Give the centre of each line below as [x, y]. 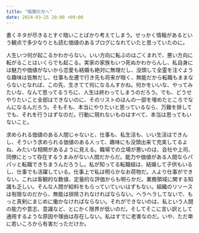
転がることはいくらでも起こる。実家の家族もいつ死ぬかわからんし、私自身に [100, 62]
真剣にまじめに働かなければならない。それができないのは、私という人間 [105, 201]
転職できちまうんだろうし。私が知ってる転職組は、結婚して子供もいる [107, 164]
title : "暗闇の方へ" [29, 12]
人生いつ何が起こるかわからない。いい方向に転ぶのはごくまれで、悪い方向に [100, 55]
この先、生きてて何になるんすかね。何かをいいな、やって [118, 84]
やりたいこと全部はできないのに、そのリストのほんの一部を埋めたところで [97, 99]
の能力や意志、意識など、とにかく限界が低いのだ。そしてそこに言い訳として [99, 209]
